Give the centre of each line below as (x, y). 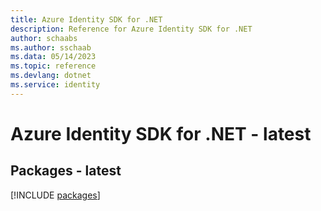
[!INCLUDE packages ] (55, 195)
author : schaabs (44, 38)
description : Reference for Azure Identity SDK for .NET (131, 29)
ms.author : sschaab (51, 47)
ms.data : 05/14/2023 (53, 57)
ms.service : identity (55, 85)
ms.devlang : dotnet (51, 76)
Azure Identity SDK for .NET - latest (161, 133)
